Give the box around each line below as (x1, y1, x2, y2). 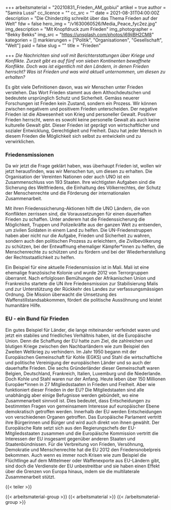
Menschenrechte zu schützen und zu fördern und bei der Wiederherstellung (5, 249, 166, 255)
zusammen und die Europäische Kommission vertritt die (41, 430, 159, 436)
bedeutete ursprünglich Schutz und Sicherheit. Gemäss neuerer (5, 95, 140, 101)
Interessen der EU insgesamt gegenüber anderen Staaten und (5, 435, 136, 442)
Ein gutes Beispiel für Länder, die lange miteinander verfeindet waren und (5, 327, 160, 333)
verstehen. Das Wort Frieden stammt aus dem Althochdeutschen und (5, 90, 151, 95)
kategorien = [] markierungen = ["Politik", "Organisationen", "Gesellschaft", (5, 37, 163, 43)
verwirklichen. (5, 138, 35, 144)
